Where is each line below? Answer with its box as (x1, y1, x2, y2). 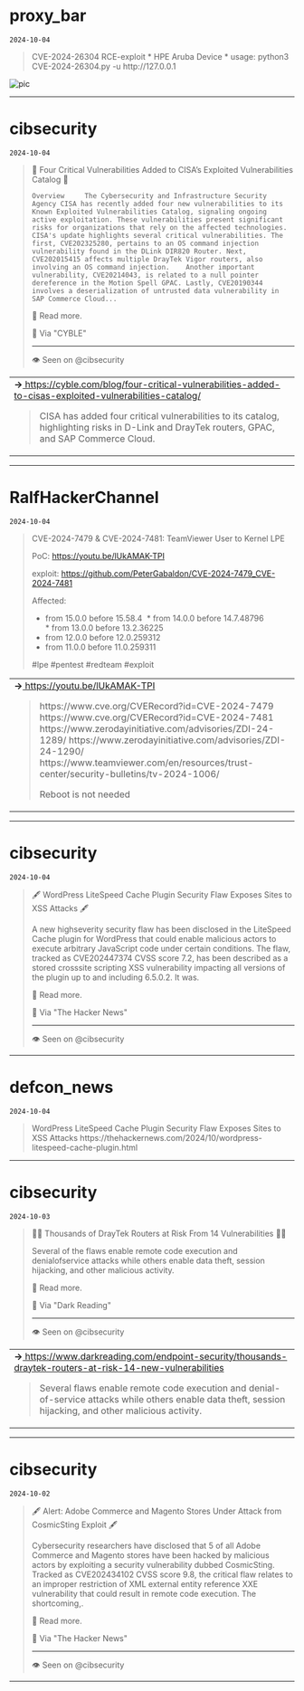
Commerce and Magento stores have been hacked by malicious (31, 1549, 270, 1561)
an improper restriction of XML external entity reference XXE (31, 1578, 259, 1589)
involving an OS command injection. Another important (31, 262, 255, 271)
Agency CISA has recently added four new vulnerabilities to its (31, 199, 283, 208)
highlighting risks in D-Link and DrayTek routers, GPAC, (39, 421, 276, 433)
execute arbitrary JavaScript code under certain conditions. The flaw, (31, 943, 291, 954)
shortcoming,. (31, 1598, 84, 1609)
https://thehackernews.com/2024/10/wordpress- (80, 1132, 262, 1143)
